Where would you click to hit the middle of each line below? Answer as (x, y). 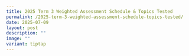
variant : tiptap (26, 44)
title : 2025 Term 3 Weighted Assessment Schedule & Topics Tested (89, 11)
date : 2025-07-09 (27, 22)
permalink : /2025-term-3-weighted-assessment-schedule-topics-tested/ (95, 17)
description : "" (26, 33)
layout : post (22, 28)
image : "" (18, 38)
